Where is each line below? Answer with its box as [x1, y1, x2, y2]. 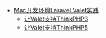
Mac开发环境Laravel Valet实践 [13, 6, 100, 14]
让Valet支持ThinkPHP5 [23, 23, 88, 31]
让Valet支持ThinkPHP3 [23, 15, 89, 23]
